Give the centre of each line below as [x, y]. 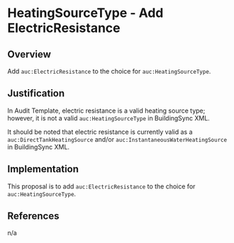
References [33, 216]
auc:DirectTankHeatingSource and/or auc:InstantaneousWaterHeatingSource [117, 139]
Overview [29, 54]
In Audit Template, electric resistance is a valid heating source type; [106, 111]
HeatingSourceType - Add [85, 13]
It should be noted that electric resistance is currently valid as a [100, 132]
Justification [36, 94]
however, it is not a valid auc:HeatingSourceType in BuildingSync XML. [109, 118]
